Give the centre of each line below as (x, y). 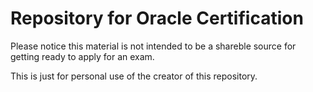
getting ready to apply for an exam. (82, 56)
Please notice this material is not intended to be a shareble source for (153, 46)
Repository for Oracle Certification (157, 18)
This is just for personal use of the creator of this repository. (134, 76)
